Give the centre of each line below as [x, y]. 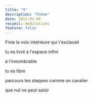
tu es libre [15, 71]
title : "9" [16, 10]
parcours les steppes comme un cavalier [46, 81]
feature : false [21, 28]
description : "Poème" [27, 14]
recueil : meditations [27, 24]
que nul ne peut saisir [27, 90]
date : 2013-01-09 [23, 19]
